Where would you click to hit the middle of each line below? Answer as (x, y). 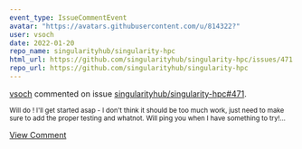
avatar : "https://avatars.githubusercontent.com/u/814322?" (125, 26)
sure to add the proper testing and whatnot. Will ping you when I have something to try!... (148, 118)
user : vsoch (32, 34)
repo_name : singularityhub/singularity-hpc (93, 51)
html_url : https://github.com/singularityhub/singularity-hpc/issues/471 (151, 60)
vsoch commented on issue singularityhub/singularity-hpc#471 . (128, 93)
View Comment (38, 135)
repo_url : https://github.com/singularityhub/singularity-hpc (129, 69)
